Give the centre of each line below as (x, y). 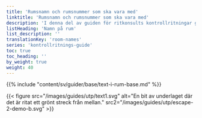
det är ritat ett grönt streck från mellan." (55, 102)
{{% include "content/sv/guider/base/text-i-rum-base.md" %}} (84, 84)
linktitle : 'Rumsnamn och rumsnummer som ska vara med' (78, 17)
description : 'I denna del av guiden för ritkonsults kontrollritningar (99, 23)
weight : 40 (20, 67)
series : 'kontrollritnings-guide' (50, 46)
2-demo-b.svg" (26, 109)
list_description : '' (33, 34)
